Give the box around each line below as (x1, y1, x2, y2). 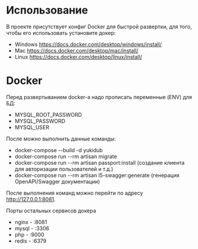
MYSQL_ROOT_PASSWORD (14, 111, 82, 118)
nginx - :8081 (14, 218, 47, 225)
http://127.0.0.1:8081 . (6, 195, 56, 202)
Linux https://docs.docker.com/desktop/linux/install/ (14, 53, 142, 60)
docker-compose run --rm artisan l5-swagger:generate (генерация (14, 172, 180, 179)
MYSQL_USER (14, 123, 50, 130)
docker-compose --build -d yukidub (14, 146, 103, 153)
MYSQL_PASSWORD (14, 117, 66, 125)
